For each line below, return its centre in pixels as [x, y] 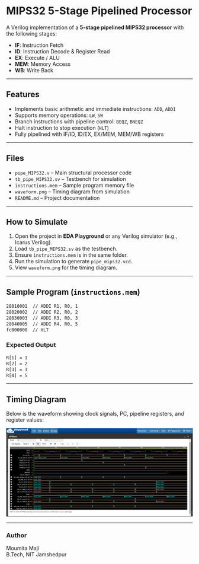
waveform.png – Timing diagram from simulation [72, 192]
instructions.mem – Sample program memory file [74, 185]
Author [17, 535]
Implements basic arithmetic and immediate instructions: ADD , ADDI [95, 109]
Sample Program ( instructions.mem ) [73, 292]
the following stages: [32, 33]
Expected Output [31, 345]
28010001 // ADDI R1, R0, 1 [42, 307]
